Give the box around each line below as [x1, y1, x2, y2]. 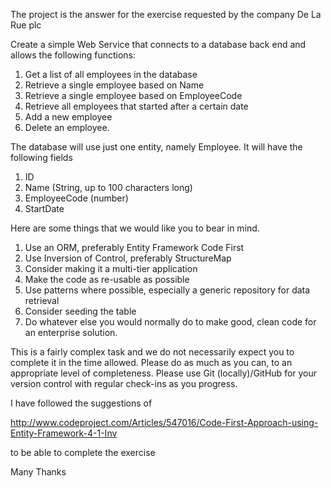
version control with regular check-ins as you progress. [10, 378, 238, 389]
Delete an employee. [24, 122, 110, 133]
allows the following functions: [10, 49, 137, 61]
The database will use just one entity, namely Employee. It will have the [10, 141, 303, 153]
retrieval [24, 295, 60, 306]
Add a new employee [24, 111, 113, 123]
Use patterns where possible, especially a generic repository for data [24, 284, 311, 296]
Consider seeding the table [24, 305, 137, 317]
